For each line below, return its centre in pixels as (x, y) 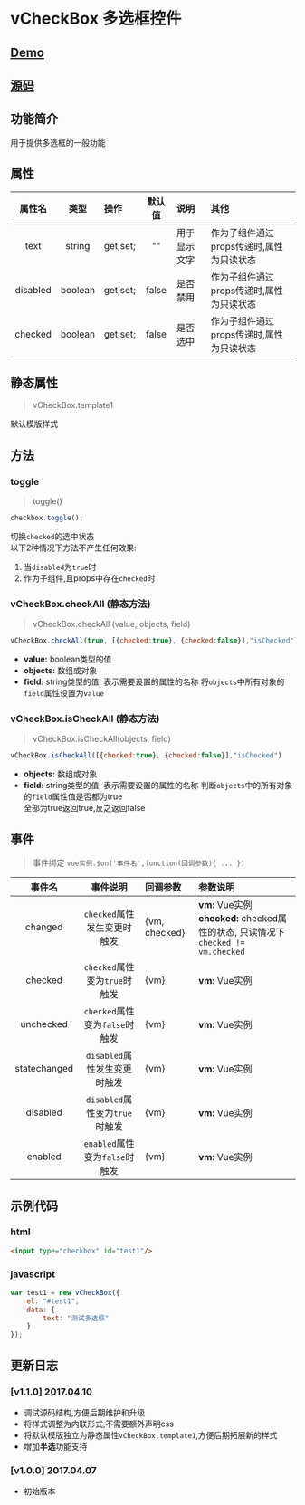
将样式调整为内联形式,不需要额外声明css (99, 1424)
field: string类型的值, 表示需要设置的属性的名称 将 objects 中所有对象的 (154, 682)
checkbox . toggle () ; (47, 518)
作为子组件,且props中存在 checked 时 (89, 578)
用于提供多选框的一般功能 (58, 142)
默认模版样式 (34, 424)
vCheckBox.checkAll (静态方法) (81, 604)
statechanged (44, 1069)
